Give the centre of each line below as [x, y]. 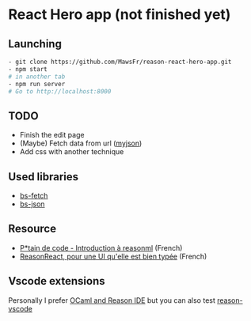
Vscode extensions [57, 281]
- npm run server [37, 84]
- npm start [28, 69]
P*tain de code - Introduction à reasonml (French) [101, 247]
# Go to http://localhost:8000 [60, 91]
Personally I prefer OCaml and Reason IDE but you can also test [112, 300]
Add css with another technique [72, 152]
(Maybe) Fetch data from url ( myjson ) [81, 143]
